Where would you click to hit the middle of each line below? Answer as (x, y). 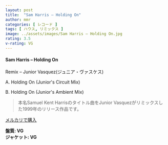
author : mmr (18, 19)
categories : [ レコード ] (31, 24)
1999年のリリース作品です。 (52, 109)
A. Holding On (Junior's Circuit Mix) (43, 82)
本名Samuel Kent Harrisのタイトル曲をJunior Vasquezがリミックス (88, 102)
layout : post (19, 10)
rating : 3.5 (18, 39)
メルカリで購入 (21, 120)
